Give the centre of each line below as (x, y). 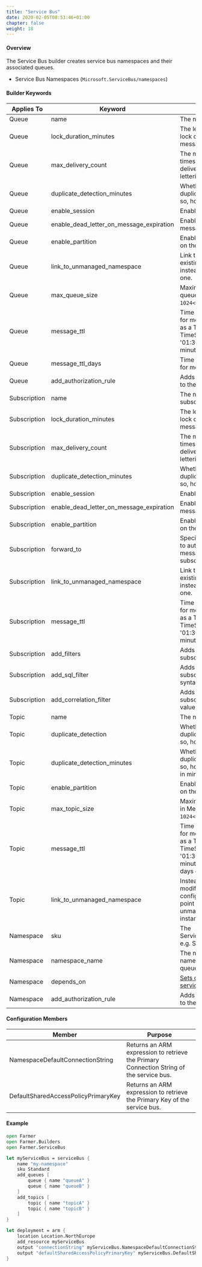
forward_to (66, 549)
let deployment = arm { (36, 1231)
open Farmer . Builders (33, 1142)
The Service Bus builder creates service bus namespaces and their (89, 61)
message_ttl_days (76, 363)
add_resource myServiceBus (51, 1242)
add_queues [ (33, 1175)
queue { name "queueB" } (59, 1186)
